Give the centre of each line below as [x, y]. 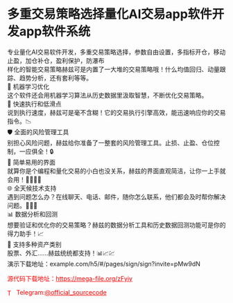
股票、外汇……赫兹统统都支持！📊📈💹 [61, 252]
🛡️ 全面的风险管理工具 [38, 131]
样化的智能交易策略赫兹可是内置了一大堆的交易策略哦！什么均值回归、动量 [113, 69]
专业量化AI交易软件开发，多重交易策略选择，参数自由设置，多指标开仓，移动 [116, 52]
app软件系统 [55, 31]
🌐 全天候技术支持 [32, 188]
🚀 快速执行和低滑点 [35, 104]
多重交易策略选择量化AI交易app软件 [110, 14]
